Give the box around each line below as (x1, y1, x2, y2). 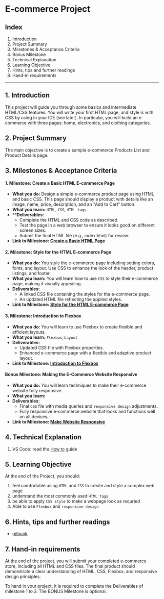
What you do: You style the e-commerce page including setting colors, (12, 260, 156, 266)
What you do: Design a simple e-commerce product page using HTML (12, 191, 155, 197)
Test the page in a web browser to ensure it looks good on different (19, 222, 155, 228)
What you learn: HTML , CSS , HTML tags (12, 207, 87, 213)
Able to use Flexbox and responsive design (12, 503, 99, 509)
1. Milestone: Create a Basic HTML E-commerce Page (5, 180, 115, 186)
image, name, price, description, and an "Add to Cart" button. (12, 201, 136, 207)
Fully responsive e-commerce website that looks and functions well (19, 408, 155, 414)
